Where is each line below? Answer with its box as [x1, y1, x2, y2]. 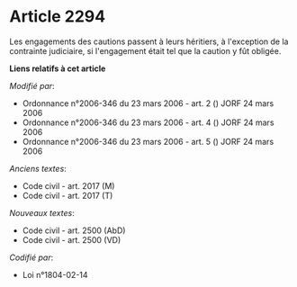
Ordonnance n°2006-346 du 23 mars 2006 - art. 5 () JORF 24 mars [22, 136, 274, 147]
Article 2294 [9, 6, 106, 27]
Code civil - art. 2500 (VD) [22, 234, 121, 245]
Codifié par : [9, 252, 54, 263]
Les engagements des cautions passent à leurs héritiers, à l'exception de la [9, 36, 289, 47]
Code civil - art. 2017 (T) [22, 190, 113, 201]
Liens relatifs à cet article [9, 63, 106, 74]
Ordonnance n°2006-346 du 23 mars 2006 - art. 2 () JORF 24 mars [22, 97, 274, 109]
